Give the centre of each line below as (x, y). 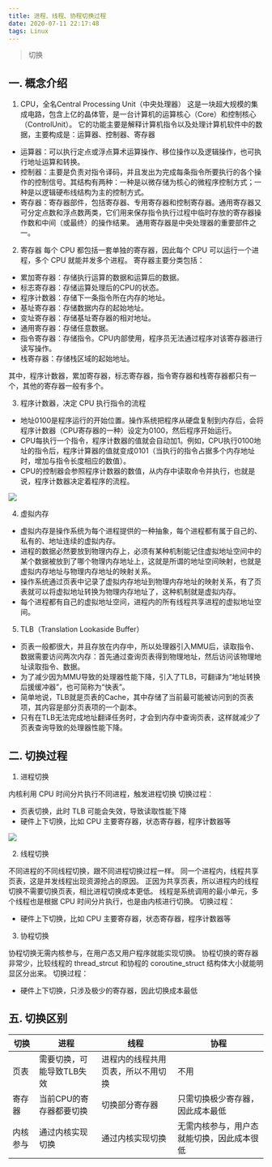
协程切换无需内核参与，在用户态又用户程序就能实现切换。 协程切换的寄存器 (134, 953)
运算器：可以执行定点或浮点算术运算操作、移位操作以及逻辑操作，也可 (137, 152)
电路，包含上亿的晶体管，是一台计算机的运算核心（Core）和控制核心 (142, 114)
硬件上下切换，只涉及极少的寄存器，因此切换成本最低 (109, 991)
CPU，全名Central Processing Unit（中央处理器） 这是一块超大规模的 (136, 104)
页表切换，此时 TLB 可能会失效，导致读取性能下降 (103, 811)
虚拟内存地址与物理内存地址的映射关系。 (87, 572)
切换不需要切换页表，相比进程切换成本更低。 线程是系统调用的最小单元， (130, 891)
